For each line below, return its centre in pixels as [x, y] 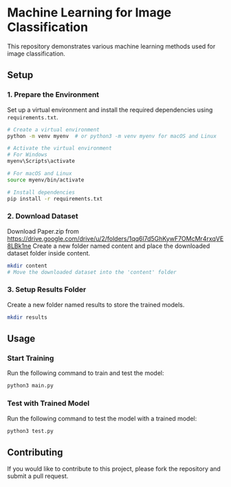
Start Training [31, 359]
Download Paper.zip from [43, 231]
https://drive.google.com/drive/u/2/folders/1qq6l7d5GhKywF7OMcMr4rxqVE [115, 238]
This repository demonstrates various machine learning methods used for [111, 46]
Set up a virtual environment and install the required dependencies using [110, 110]
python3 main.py [30, 386]
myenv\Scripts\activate [41, 161]
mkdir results [27, 317]
